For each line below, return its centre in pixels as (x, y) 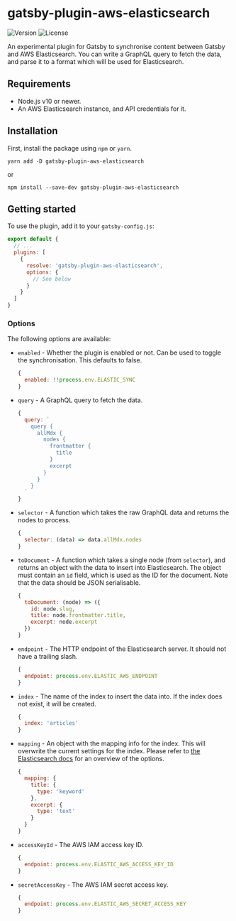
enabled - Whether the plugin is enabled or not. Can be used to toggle (119, 352)
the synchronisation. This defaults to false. (80, 360)
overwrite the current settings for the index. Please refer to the (109, 751)
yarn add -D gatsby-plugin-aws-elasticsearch (75, 161)
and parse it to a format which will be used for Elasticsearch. (96, 61)
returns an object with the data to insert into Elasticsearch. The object (119, 567)
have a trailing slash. (47, 656)
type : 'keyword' (61, 791)
